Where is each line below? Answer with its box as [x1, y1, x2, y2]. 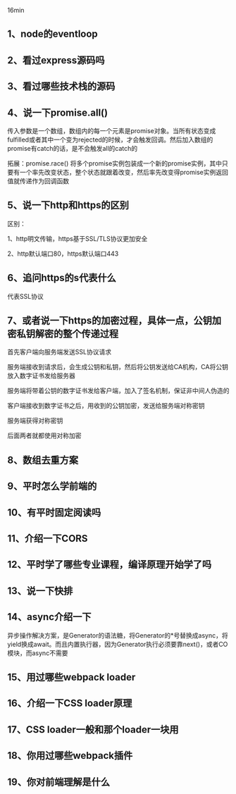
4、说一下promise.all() [7, 106, 108, 118]
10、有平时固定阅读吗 [7, 507, 101, 519]
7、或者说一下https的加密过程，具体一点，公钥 [7, 315, 213, 326]
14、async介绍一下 [7, 611, 92, 623]
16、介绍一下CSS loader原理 [7, 697, 132, 709]
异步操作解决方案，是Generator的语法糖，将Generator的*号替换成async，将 [7, 631, 228, 640]
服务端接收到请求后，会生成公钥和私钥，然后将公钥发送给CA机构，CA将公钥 [7, 363, 229, 371]
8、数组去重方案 [7, 454, 79, 466]
